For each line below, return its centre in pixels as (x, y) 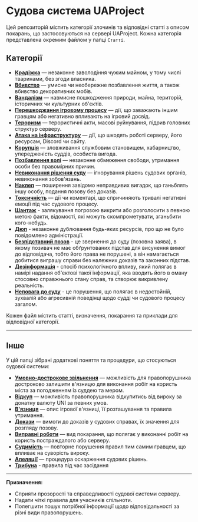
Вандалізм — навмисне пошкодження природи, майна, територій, (99, 97)
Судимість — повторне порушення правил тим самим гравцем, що (100, 447)
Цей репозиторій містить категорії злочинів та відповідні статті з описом (98, 27)
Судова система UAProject (75, 11)
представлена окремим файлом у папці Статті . (66, 39)
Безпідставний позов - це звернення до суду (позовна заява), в (95, 241)
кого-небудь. (31, 223)
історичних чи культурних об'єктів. (59, 104)
